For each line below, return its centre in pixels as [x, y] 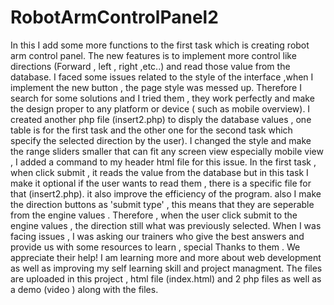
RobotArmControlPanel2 [114, 17]
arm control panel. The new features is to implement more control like [153, 55]
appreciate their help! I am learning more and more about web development [166, 257]
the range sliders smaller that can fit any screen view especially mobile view [167, 151]
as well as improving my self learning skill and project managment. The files [166, 268]
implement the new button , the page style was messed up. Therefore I [156, 87]
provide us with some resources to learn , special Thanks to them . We [155, 247]
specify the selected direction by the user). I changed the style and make [161, 140]
